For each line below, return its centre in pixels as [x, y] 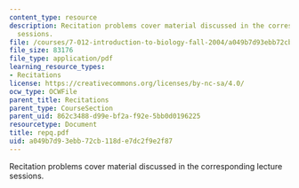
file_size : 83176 [41, 51]
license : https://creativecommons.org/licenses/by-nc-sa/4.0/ [127, 83]
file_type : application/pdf [61, 59]
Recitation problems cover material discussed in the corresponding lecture [146, 166]
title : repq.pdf [39, 133]
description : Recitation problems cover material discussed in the [137, 26]
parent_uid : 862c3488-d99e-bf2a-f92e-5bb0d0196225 [105, 116]
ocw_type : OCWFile [43, 91]
